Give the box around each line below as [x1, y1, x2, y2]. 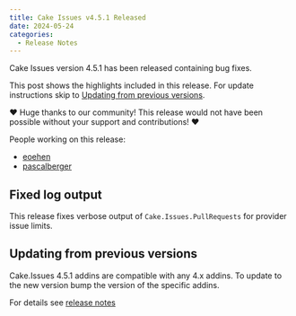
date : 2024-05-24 [9, 22, 74, 31]
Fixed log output [9, 187, 102, 202]
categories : [9, 30, 54, 39]
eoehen [22, 152, 51, 162]
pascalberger [22, 161, 72, 171]
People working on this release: [9, 134, 126, 145]
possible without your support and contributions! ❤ [9, 117, 200, 127]
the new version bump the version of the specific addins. [9, 279, 220, 290]
